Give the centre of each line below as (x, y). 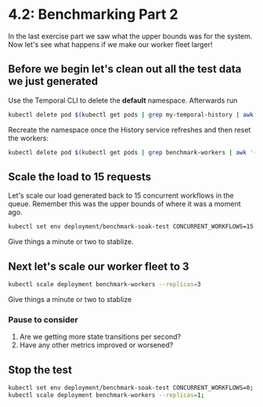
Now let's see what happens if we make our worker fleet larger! (110, 44)
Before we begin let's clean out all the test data (125, 69)
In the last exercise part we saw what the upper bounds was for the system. (130, 36)
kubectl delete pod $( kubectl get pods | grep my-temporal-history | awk (131, 114)
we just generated (53, 81)
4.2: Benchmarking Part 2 (93, 15)
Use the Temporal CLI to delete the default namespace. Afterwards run (123, 100)
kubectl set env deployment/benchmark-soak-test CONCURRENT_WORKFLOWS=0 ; (131, 387)
